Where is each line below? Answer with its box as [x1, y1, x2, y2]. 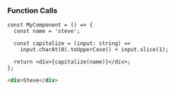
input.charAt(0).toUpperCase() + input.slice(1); [20, 46, 169, 53]
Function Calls [7, 6, 58, 15]
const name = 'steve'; [13, 27, 80, 35]
